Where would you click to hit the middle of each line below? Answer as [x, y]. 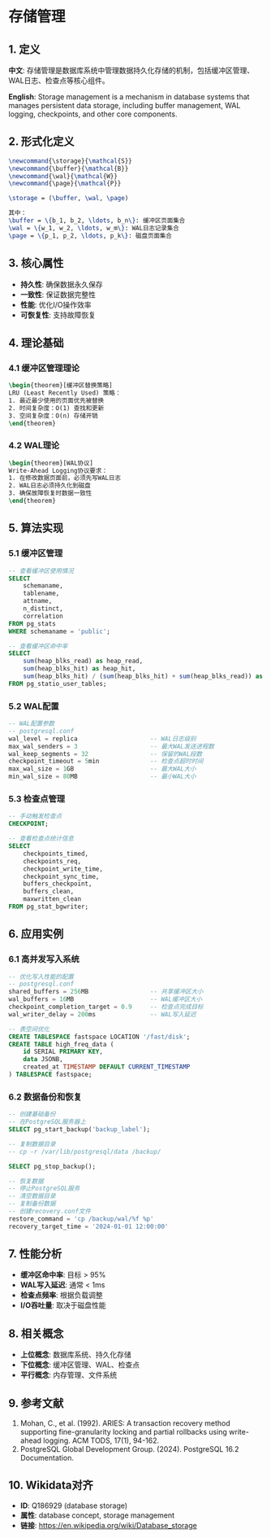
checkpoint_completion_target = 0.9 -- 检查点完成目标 [106, 1007]
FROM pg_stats [32, 623]
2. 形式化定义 [41, 142]
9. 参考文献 [36, 1403]
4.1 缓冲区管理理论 [44, 368]
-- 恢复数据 [26, 1181]
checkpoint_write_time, [63, 869]
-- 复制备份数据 [32, 1204]
